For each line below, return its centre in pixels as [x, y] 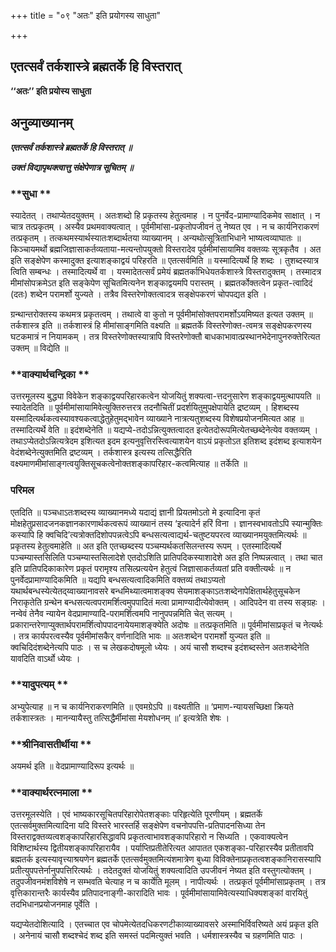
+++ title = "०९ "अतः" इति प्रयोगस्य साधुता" [86, 15]
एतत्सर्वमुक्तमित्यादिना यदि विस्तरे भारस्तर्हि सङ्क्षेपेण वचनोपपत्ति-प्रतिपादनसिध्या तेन [138, 826]
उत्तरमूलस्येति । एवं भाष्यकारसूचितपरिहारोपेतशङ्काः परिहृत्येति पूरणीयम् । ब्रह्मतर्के [136, 814]
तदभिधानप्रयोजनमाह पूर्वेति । [54, 904]
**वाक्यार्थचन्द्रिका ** [50, 374]
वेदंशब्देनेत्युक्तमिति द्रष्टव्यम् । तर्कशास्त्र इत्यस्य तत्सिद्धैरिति [101, 452]
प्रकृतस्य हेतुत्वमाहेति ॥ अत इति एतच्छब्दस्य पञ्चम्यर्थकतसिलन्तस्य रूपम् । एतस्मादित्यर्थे [146, 546]
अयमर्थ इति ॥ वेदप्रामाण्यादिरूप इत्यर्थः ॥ [72, 766]
